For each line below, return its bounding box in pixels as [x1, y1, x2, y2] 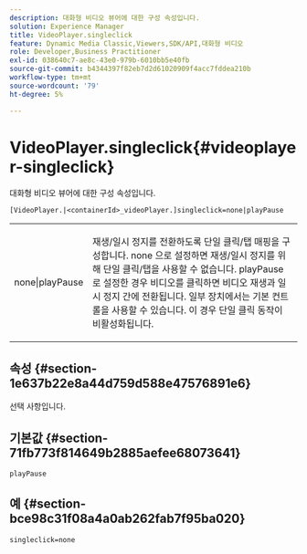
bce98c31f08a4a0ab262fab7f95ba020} [9, 511, 246, 527]
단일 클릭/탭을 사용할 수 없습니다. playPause [103, 263, 284, 276]
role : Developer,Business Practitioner [9, 47, 162, 57]
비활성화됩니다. [92, 318, 154, 330]
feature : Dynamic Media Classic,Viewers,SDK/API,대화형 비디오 [9, 38, 244, 48]
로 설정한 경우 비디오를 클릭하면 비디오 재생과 [92, 277, 276, 289]
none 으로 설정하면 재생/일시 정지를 [131, 249, 276, 262]
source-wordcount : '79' [9, 81, 101, 90]
